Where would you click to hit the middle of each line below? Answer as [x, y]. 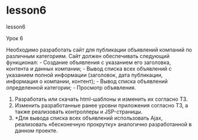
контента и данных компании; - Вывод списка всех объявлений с [89, 68]
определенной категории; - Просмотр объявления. [71, 87]
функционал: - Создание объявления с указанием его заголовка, [89, 62]
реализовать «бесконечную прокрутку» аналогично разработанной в [103, 124]
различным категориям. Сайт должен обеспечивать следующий [88, 56]
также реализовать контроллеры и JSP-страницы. [79, 112]
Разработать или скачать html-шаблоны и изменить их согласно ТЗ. [101, 99]
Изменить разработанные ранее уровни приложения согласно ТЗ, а [101, 105]
